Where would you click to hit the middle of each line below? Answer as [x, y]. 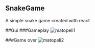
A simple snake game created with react [48, 20]
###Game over [21, 40]
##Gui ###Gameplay [27, 30]
